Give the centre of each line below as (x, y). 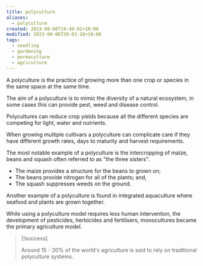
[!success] (34, 238)
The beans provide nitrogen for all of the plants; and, (81, 177)
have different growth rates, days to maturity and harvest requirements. (95, 141)
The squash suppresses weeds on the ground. (73, 184)
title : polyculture (31, 12)
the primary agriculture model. (44, 226)
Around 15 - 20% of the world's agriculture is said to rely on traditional (109, 250)
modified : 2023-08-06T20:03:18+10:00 (54, 35)
